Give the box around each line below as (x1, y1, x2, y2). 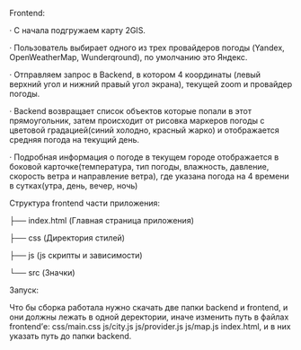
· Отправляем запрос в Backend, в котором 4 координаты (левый (9, 69, 261, 80)
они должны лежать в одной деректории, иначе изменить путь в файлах (9, 311, 289, 322)
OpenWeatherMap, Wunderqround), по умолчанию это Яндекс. (9, 52, 248, 62)
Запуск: (9, 284, 39, 295)
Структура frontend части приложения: (9, 197, 160, 208)
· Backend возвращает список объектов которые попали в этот (9, 106, 252, 116)
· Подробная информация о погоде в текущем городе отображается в (9, 152, 279, 162)
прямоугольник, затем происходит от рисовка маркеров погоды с (9, 116, 265, 126)
